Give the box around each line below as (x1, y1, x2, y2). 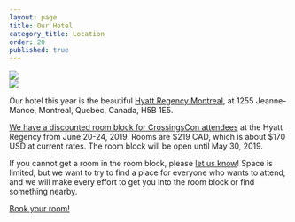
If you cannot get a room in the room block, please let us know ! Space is (9, 158, 273, 169)
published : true (9, 46, 69, 55)
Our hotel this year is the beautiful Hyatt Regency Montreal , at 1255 (9, 96, 254, 106)
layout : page (9, 12, 58, 22)
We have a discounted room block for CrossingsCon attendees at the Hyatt (9, 122, 283, 133)
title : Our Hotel (9, 21, 74, 30)
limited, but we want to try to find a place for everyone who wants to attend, (9, 167, 286, 178)
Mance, (9, 105, 37, 116)
